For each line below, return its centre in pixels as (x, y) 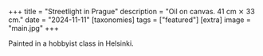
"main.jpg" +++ (34, 28)
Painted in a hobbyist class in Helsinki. (71, 43)
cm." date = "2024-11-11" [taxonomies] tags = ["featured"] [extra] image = (130, 20)
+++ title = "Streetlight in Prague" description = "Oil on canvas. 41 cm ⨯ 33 (131, 11)
